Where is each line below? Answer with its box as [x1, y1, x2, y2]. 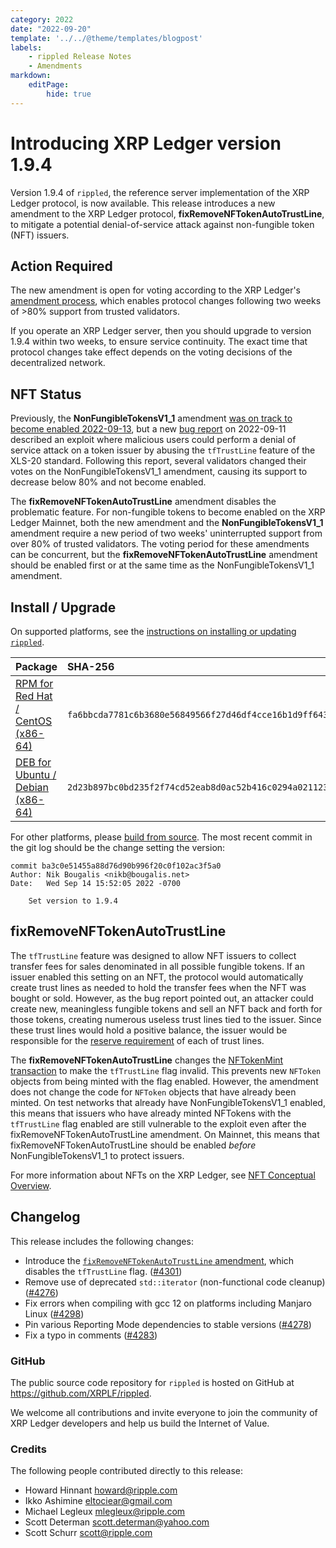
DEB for [15, 756, 52, 769]
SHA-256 [67, 660, 115, 673]
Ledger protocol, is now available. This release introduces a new [10, 197, 276, 209]
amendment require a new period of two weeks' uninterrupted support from [10, 527, 323, 540]
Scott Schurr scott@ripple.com [24, 1527, 153, 1539]
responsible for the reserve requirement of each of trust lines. [10, 1034, 265, 1046]
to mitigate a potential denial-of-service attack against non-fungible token [10, 218, 315, 230]
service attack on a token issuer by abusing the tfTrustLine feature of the [10, 444, 316, 456]
